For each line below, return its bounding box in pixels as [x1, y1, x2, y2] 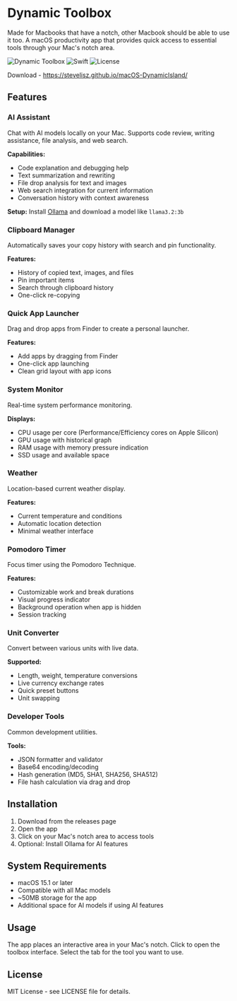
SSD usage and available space [17, 450, 109, 459]
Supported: [7, 657, 42, 666]
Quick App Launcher [7, 308, 80, 318]
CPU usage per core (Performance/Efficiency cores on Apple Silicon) [17, 428, 219, 436]
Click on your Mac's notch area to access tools [17, 832, 154, 841]
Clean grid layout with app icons [17, 367, 111, 375]
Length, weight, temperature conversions [17, 672, 138, 680]
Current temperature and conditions [17, 511, 122, 520]
